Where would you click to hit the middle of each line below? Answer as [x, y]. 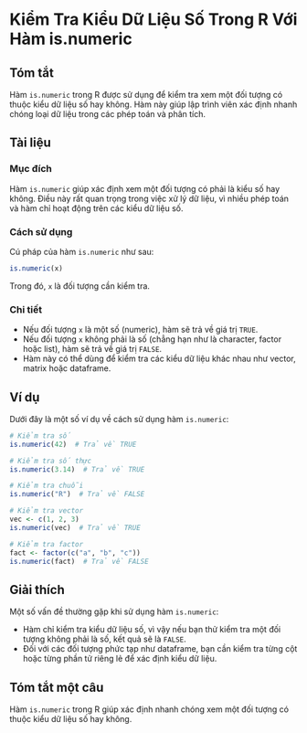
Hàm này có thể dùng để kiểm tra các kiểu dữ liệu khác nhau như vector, [159, 359]
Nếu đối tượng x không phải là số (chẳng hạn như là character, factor [152, 339]
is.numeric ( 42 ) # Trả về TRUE [73, 444]
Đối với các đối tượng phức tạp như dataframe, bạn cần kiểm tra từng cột [160, 649]
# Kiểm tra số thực [51, 461]
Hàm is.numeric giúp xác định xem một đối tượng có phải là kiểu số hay [145, 188]
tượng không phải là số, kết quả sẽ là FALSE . [105, 639]
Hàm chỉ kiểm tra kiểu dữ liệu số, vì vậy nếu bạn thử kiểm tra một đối [152, 630]
